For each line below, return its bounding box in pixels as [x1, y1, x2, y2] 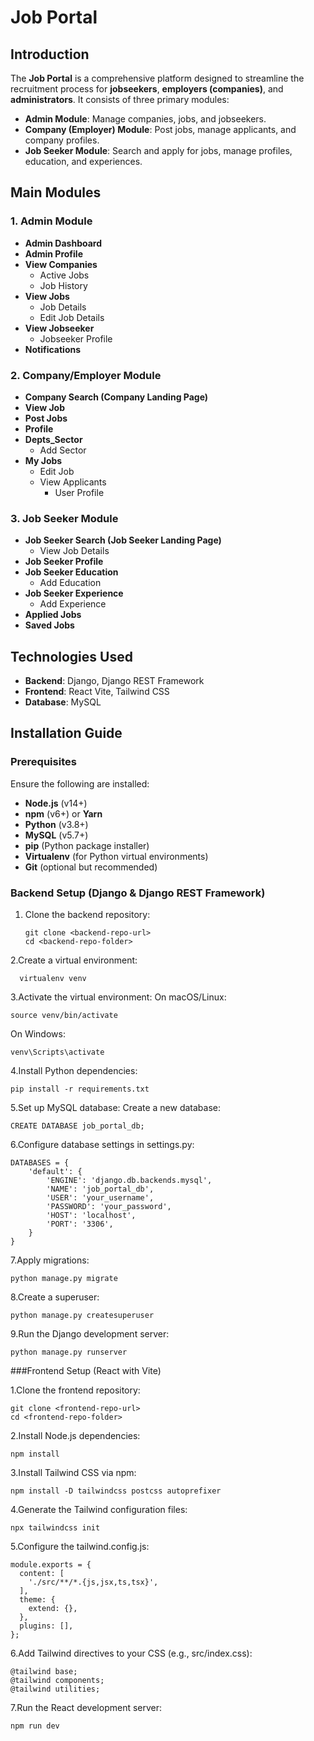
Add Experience [39, 598, 107, 610]
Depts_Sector [24, 433, 83, 445]
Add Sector [39, 444, 87, 456]
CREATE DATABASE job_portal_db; [10, 1121, 145, 1131]
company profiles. [24, 134, 100, 146]
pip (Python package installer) [24, 839, 150, 851]
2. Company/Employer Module [10, 368, 162, 382]
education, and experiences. [24, 156, 143, 167]
